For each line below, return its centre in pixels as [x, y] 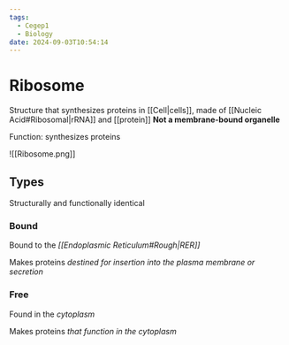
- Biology [35, 34]
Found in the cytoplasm [52, 314]
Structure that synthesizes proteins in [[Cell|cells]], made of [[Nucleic [136, 111]
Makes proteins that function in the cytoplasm [93, 331]
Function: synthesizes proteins [65, 137]
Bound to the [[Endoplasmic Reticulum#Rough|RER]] [105, 245]
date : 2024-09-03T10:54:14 [59, 42]
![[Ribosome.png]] [42, 154]
